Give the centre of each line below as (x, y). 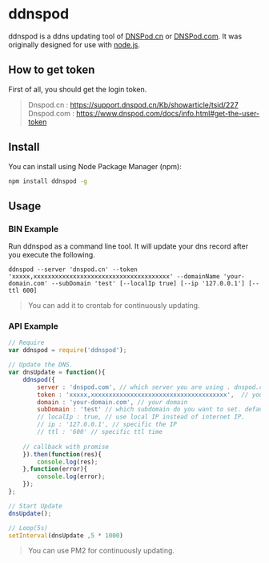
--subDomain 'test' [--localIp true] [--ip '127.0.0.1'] (148, 284)
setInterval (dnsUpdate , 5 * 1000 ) (66, 535)
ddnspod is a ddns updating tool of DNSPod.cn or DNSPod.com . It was (125, 36)
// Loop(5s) (28, 528)
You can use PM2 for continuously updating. (101, 551)
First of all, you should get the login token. (78, 89)
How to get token (52, 70)
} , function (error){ (55, 469)
